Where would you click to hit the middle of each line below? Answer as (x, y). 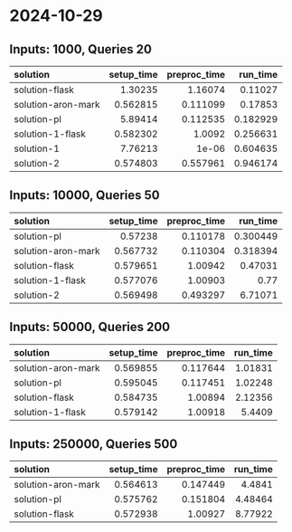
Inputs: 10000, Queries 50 (85, 195)
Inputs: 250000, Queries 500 (94, 444)
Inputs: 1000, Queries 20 (80, 49)
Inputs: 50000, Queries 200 (90, 327)
